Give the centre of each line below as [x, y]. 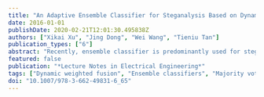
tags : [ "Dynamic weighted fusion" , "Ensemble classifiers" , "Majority [126, 74]
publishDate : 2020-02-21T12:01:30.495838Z [79, 30]
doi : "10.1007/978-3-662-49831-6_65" [70, 81]
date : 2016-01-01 [37, 23]
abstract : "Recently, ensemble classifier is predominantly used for [125, 52]
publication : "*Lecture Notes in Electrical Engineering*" [107, 66]
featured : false [35, 59]
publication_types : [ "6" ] [50, 45]
